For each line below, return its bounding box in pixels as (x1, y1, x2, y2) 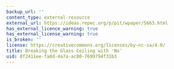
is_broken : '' (6, 37, 42, 43)
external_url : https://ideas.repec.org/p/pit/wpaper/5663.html (6, 20, 169, 26)
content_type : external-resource (6, 14, 90, 20)
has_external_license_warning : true (6, 31, 98, 37)
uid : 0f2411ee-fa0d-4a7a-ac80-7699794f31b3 (6, 53, 117, 59)
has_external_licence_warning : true (6, 25, 98, 32)
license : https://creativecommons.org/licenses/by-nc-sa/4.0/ (6, 43, 166, 49)
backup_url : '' (6, 8, 45, 15)
